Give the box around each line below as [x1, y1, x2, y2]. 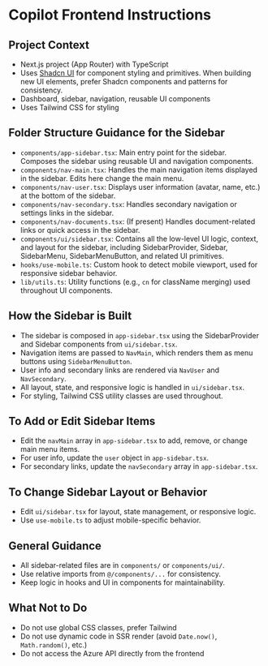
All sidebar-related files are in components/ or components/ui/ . [19, 561, 225, 570]
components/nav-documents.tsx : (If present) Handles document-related [19, 217, 256, 226]
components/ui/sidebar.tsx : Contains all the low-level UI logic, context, [19, 234, 258, 243]
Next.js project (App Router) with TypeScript [19, 59, 169, 69]
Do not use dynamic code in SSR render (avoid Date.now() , [19, 631, 218, 641]
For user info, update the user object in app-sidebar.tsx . [19, 453, 210, 463]
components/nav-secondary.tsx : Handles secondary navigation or [19, 199, 238, 208]
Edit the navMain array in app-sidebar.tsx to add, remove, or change [19, 436, 248, 445]
